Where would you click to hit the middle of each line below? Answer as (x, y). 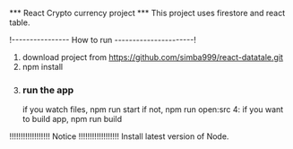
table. (20, 22)
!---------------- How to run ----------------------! (103, 40)
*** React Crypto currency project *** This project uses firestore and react (147, 13)
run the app (48, 90)
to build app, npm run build (72, 119)
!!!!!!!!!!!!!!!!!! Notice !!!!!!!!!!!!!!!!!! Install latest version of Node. (119, 136)
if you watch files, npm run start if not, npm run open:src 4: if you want (153, 110)
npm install (43, 67)
